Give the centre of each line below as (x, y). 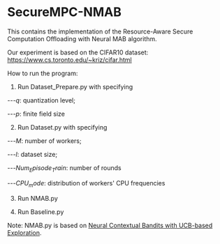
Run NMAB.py (37, 198)
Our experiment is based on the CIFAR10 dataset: (78, 52)
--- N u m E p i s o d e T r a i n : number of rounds (64, 168)
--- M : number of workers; (44, 141)
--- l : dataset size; (32, 154)
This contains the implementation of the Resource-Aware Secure (100, 31)
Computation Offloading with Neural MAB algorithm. (82, 38)
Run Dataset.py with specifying (62, 127)
